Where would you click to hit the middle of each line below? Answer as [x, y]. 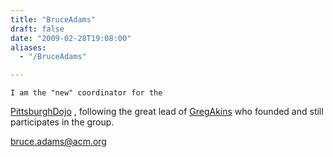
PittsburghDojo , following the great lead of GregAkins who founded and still [167, 112]
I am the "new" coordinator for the [86, 93]
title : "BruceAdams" [53, 19]
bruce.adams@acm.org [58, 142]
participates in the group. [62, 122]
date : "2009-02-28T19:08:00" [71, 38]
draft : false [37, 29]
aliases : [28, 47]
